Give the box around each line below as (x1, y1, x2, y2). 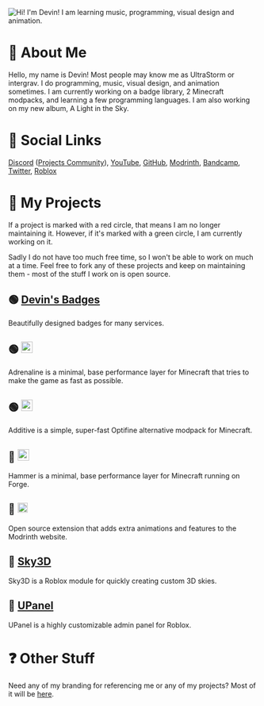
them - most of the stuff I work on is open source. (8, 269, 170, 278)
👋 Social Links (8, 132, 101, 150)
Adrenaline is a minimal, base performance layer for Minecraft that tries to (8, 367, 250, 377)
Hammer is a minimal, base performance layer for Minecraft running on (8, 471, 240, 481)
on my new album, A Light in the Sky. (8, 103, 129, 113)
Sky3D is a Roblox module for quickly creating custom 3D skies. (8, 576, 217, 585)
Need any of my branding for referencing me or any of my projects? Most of (8, 681, 256, 690)
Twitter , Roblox (8, 166, 57, 175)
